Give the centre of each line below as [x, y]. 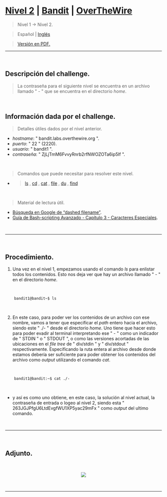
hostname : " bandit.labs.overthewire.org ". [56, 138]
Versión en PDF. [34, 44]
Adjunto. [19, 453]
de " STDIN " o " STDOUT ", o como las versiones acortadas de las [81, 339]
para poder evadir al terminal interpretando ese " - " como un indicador [85, 333]
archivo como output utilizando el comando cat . [61, 360]
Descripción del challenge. [48, 74]
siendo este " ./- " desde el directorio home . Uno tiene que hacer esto [84, 328]
